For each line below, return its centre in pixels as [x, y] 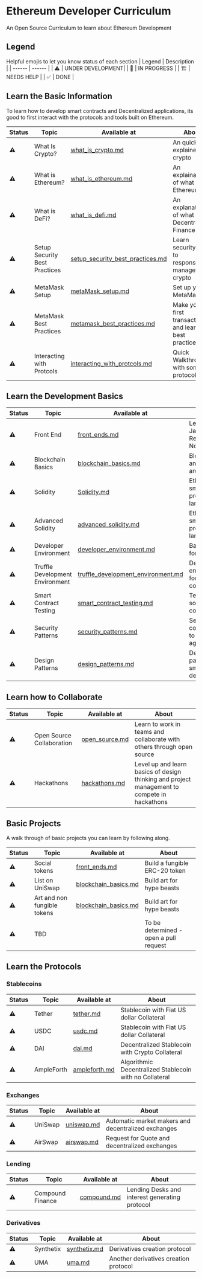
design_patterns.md [106, 664]
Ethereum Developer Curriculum [89, 11]
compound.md [100, 1197]
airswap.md [82, 1142]
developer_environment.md [116, 550]
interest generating [153, 1197]
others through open [164, 747]
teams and [149, 732]
